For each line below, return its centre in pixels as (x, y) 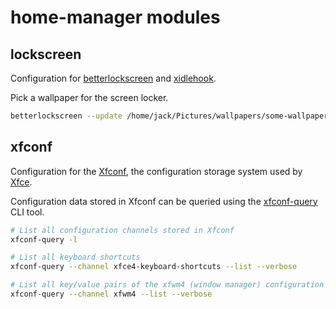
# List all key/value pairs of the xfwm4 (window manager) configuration (167, 285)
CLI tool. (27, 212)
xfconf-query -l (44, 239)
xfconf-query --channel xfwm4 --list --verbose (111, 294)
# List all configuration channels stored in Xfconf (122, 230)
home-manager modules (115, 17)
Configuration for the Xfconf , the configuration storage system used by (156, 171)
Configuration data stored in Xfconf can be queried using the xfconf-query (164, 201)
